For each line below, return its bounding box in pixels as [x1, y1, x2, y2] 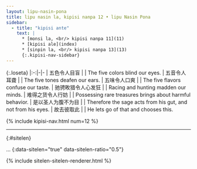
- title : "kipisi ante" [11, 25, 69, 31]
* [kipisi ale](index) [21, 42, 77, 48]
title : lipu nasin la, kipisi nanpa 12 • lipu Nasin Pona [6, 14, 151, 20]
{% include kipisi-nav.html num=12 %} [6, 117, 98, 124]
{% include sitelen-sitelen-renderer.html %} [6, 157, 111, 164]
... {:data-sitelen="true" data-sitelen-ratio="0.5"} [6, 146, 124, 153]
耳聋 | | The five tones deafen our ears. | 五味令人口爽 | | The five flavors [6, 76, 181, 83]
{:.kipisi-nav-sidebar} [21, 52, 80, 58]
